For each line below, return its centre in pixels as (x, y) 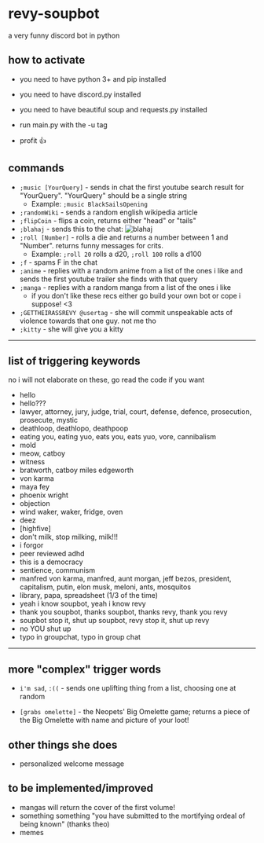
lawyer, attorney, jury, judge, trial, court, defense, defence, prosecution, (136, 412)
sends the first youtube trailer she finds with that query (108, 279)
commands (36, 169)
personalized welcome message (72, 764)
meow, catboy (42, 453)
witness (32, 462)
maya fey (34, 487)
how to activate (47, 60)
